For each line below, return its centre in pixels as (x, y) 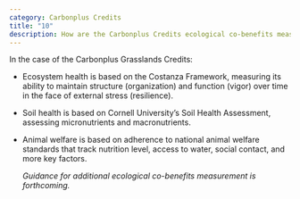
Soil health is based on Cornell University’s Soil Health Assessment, (146, 113)
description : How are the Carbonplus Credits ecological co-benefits (142, 34)
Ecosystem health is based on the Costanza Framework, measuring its (151, 77)
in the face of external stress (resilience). (98, 95)
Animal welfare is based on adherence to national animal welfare (141, 140)
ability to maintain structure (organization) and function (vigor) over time (155, 87)
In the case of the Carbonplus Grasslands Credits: (101, 60)
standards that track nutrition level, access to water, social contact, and (154, 149)
